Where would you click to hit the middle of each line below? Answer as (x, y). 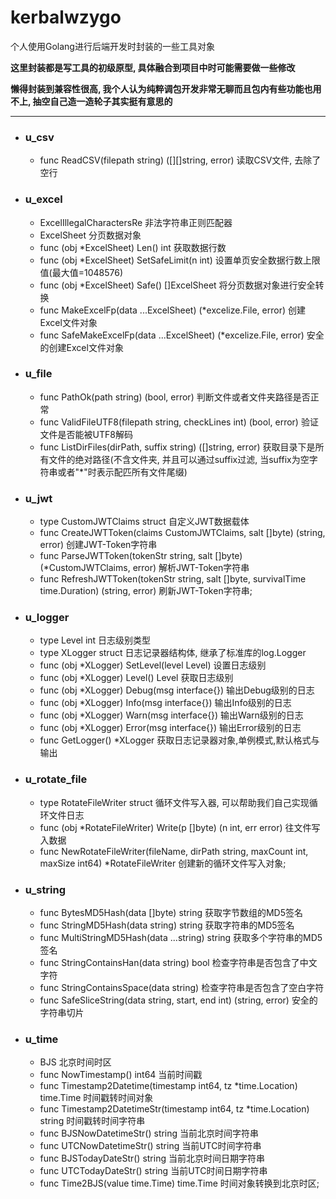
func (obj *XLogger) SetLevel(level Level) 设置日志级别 (153, 665)
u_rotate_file (56, 779)
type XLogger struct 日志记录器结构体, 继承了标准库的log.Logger (173, 653)
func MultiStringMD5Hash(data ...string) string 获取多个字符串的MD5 (181, 938)
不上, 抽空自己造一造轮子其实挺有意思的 (91, 101)
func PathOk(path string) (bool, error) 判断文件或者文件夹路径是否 (175, 397)
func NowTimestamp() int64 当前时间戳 (121, 1075)
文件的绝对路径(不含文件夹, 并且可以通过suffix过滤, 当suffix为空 (179, 459)
